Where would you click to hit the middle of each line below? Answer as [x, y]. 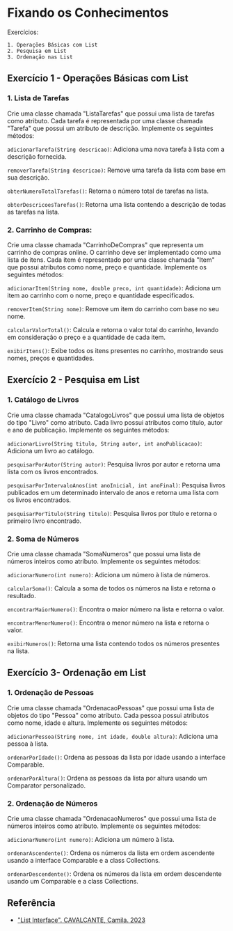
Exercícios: [23, 32]
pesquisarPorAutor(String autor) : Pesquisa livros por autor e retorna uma [114, 464]
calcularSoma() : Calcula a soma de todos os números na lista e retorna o [111, 588]
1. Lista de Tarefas [38, 98]
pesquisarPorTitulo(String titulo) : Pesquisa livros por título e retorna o [112, 513]
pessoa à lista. [28, 744]
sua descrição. [29, 177]
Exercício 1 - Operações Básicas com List [98, 78]
